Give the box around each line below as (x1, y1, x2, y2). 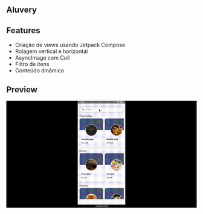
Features (6, 25, 40, 36)
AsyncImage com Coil (14, 54, 70, 61)
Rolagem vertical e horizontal (14, 48, 88, 55)
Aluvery (6, 5, 37, 15)
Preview (6, 84, 38, 95)
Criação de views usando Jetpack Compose (14, 42, 126, 49)
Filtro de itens (14, 60, 50, 68)
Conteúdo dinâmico (14, 67, 65, 74)
